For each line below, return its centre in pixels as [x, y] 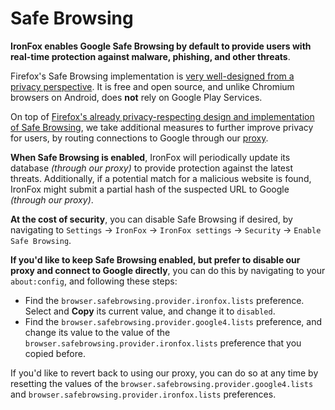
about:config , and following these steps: [94, 281]
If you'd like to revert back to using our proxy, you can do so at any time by [164, 373]
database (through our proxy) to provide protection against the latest [151, 168]
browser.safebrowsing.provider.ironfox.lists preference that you [163, 343]
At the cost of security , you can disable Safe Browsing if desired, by [151, 219]
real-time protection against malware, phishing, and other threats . [150, 56]
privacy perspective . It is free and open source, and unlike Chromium [152, 86]
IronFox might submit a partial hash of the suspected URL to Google [150, 189]
